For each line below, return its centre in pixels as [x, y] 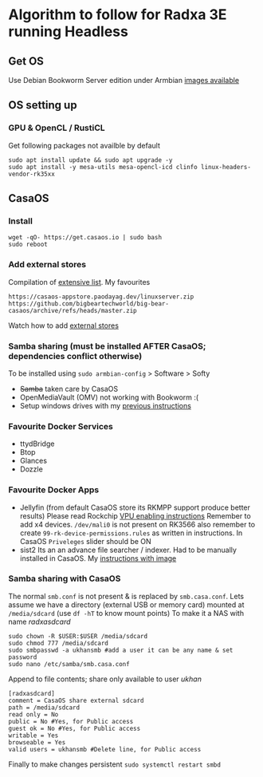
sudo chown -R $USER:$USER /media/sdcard [78, 636]
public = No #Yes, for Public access [71, 721]
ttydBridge [37, 444]
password [23, 657]
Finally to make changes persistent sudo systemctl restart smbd [115, 764]
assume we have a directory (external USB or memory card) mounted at [126, 605]
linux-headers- [226, 167]
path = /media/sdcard [44, 708]
